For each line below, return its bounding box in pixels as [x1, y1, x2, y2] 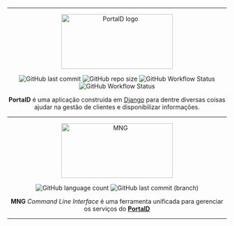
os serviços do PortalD [84, 204, 150, 213]
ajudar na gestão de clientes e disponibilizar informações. [33, 103, 201, 111]
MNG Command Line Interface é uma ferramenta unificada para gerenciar [10, 197, 224, 205]
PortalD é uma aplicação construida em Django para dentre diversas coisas [8, 95, 226, 104]
